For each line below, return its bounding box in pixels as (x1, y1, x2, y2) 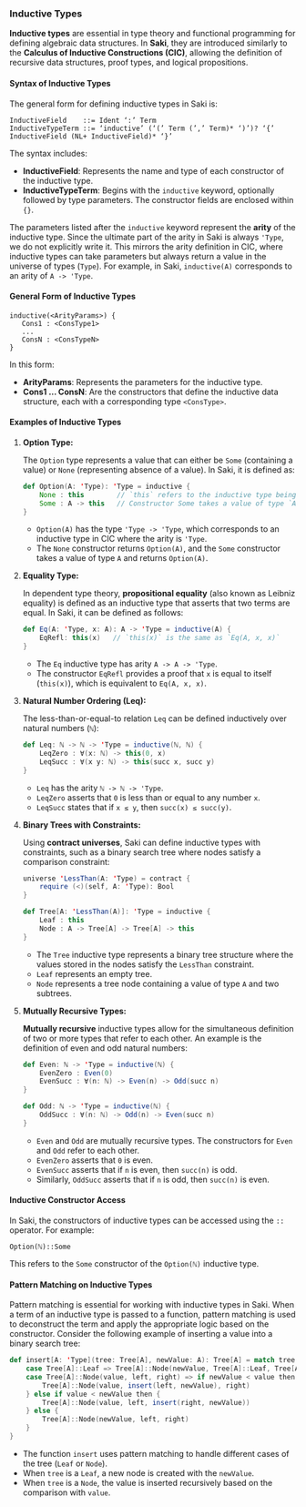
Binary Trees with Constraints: (22, 819, 141, 830)
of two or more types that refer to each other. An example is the (22, 1033, 262, 1044)
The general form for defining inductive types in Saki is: (9, 98, 219, 109)
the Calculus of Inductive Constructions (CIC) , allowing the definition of (9, 47, 282, 58)
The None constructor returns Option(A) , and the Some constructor (36, 543, 280, 554)
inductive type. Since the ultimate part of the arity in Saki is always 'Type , (9, 231, 284, 242)
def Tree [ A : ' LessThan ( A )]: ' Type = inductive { (22, 907, 211, 917)
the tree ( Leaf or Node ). (22, 1458, 107, 1469)
